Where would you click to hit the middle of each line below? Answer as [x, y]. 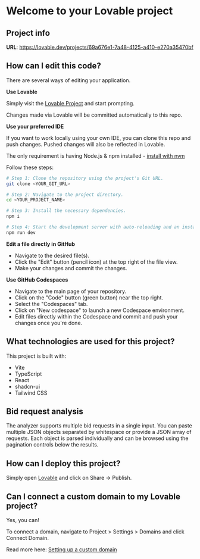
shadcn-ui [27, 386]
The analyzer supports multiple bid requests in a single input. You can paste [99, 426]
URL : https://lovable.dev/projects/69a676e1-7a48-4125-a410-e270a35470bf [100, 47]
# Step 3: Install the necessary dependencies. [66, 211]
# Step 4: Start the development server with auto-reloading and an [93, 227]
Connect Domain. [28, 538]
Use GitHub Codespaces [37, 279]
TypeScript [28, 374]
